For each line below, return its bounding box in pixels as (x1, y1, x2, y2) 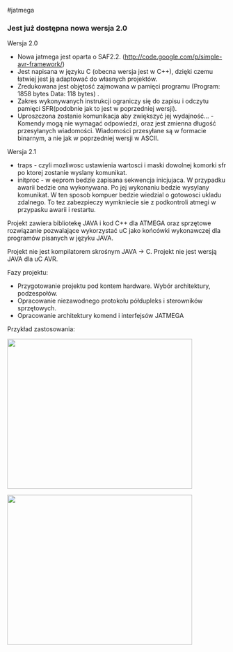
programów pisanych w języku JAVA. (7, 234, 113, 243)
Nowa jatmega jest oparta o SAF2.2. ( (17, 52, 125, 61)
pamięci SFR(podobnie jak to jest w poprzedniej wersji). (17, 105, 177, 113)
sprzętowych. (17, 304, 57, 312)
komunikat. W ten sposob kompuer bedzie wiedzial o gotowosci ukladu (17, 191, 222, 199)
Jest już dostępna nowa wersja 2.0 (7, 23, 127, 33)
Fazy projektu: (7, 268, 49, 277)
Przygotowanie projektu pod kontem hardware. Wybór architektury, (17, 282, 211, 290)
